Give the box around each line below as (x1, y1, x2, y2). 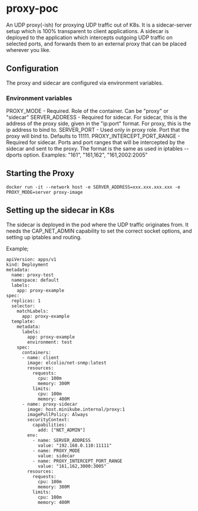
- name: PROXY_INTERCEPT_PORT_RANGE (32, 458, 123, 464)
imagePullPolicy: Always (27, 411, 88, 418)
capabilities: (32, 422, 67, 428)
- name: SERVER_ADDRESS (32, 437, 91, 443)
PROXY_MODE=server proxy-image (6, 189, 83, 195)
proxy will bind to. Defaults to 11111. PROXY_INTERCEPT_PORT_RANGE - (6, 132, 180, 140)
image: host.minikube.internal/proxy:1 (27, 406, 126, 412)
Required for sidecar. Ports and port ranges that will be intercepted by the (6, 139, 185, 146)
